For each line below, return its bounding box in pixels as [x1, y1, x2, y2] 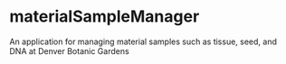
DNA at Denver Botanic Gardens [9, 45, 129, 56]
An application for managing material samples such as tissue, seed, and [9, 36, 278, 47]
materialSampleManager [9, 6, 200, 27]
